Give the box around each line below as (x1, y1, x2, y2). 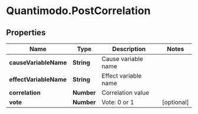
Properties (6, 28, 46, 38)
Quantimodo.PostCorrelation (6, 4, 151, 18)
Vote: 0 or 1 (101, 98, 134, 106)
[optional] (161, 98, 189, 106)
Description (111, 45, 146, 53)
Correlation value (101, 89, 149, 96)
